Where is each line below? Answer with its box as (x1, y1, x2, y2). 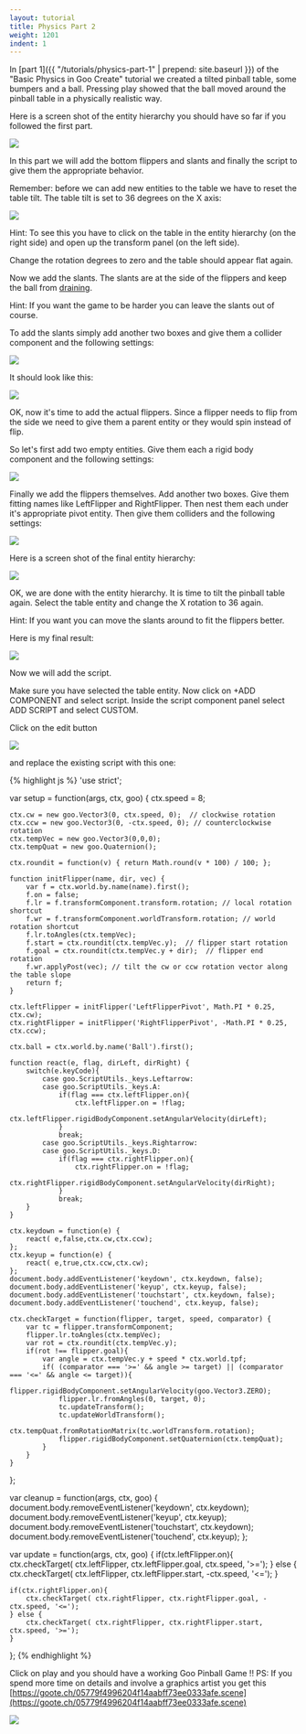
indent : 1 (9, 38, 47, 48)
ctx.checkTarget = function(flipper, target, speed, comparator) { (9, 1314, 272, 1324)
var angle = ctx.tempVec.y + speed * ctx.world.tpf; (42, 1354, 248, 1364)
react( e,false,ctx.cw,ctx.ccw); (26, 1235, 153, 1244)
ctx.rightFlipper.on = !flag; (74, 1162, 190, 1172)
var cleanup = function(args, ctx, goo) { (9, 1493, 158, 1504)
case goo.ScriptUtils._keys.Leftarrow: (42, 1075, 195, 1084)
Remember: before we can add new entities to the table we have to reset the (9, 183, 297, 194)
